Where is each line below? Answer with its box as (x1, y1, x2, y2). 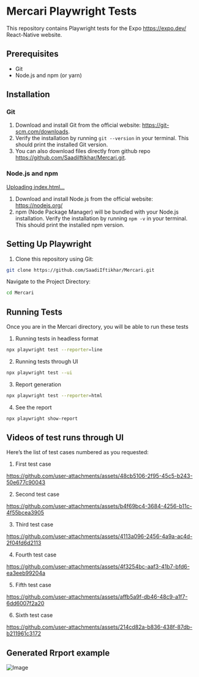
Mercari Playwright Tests (6, 4, 137, 18)
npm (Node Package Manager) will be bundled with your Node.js (15, 208, 179, 215)
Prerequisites (6, 49, 59, 59)
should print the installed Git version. (15, 141, 108, 148)
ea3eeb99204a (6, 569, 46, 577)
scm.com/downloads (15, 128, 69, 135)
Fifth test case (15, 582, 52, 589)
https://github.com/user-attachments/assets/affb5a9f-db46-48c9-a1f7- (6, 593, 188, 600)
